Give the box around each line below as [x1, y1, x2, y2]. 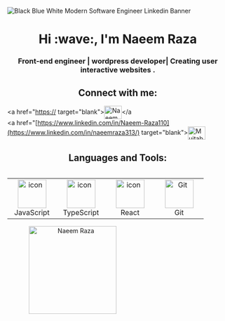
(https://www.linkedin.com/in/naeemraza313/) [7, 128, 140, 136]
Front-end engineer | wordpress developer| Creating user [18, 56, 218, 66]
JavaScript [13, 207, 50, 217]
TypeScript [62, 207, 100, 217]
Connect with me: [78, 86, 158, 98]
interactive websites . [80, 65, 156, 75]
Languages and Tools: [68, 152, 168, 164]
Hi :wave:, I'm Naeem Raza [38, 32, 198, 47]
